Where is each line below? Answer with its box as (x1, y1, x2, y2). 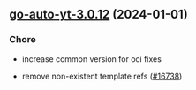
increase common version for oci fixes (21, 53, 162, 64)
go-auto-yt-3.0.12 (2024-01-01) (9, 7, 188, 22)
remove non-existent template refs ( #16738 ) (21, 71, 183, 81)
